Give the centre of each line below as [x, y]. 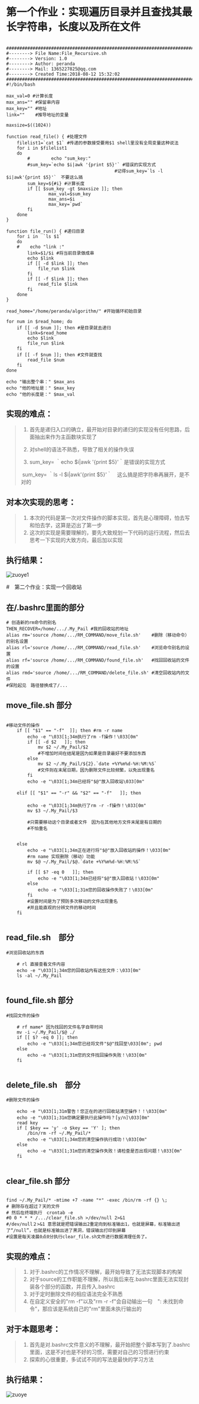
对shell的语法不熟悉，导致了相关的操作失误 [82, 449]
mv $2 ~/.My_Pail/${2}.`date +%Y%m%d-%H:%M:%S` [97, 764]
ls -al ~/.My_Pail [39, 976]
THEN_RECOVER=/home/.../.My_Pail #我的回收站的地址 [67, 629]
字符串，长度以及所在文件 [79, 27]
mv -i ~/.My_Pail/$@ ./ [46, 1032]
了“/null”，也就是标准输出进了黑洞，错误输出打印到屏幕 [66, 1231]
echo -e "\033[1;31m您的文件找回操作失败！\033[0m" [87, 1055]
